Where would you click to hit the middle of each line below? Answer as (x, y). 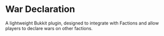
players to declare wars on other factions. (49, 28)
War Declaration (40, 9)
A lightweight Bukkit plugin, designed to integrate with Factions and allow (82, 23)
